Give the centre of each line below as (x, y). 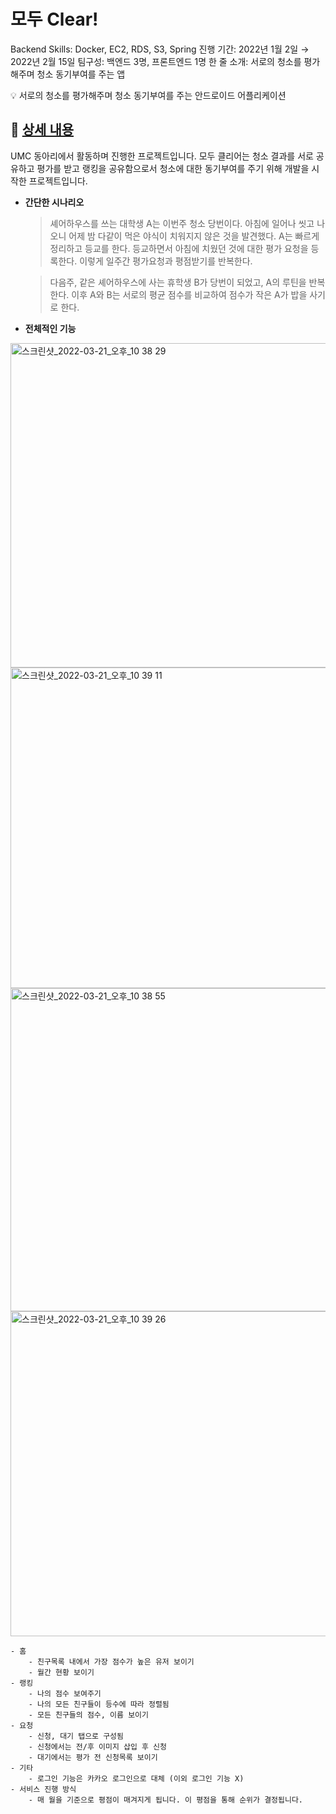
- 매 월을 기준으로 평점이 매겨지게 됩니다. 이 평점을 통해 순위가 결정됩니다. (165, 1800)
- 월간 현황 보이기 (61, 1672)
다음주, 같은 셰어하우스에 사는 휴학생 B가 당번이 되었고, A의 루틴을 (178, 282)
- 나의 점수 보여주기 (65, 1693)
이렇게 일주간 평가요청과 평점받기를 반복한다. (166, 261)
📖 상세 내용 (42, 130)
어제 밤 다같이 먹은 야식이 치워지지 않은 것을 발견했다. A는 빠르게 (194, 236)
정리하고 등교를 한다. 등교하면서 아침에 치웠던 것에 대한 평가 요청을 (179, 248)
